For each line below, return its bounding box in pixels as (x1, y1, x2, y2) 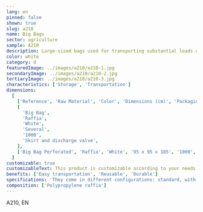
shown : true (6, 20, 36, 26)
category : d (6, 59, 36, 65)
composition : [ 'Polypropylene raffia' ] (6, 182, 107, 189)
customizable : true (6, 160, 56, 166)
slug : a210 (6, 25, 34, 32)
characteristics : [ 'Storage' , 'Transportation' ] (6, 82, 131, 88)
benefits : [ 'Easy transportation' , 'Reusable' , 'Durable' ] (6, 171, 158, 178)
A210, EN (6, 199, 29, 206)
